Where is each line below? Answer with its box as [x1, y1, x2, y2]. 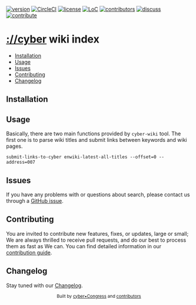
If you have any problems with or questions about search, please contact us [6, 191, 190, 198]
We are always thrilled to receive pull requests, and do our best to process [6, 236, 187, 244]
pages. [6, 142, 23, 150]
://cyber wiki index [6, 33, 100, 46]
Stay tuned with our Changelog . [6, 281, 84, 289]
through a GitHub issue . [6, 197, 64, 204]
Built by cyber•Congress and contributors [57, 293, 141, 299]
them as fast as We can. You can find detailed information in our [6, 242, 162, 249]
